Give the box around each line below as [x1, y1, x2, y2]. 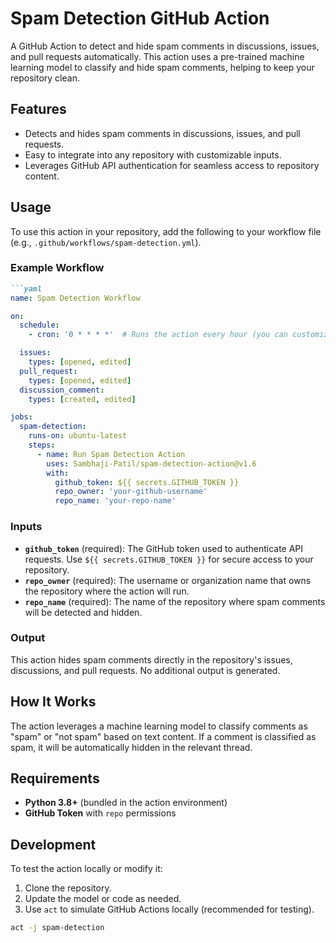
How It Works [10, 693, 97, 711]
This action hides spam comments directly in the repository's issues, [10, 653, 293, 666]
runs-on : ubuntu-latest [28, 431, 128, 441]
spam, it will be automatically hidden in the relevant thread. [10, 741, 253, 753]
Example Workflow [10, 261, 105, 275]
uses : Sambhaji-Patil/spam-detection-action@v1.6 [46, 458, 257, 469]
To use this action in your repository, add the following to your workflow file [10, 225, 322, 237]
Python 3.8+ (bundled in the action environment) [24, 797, 228, 809]
